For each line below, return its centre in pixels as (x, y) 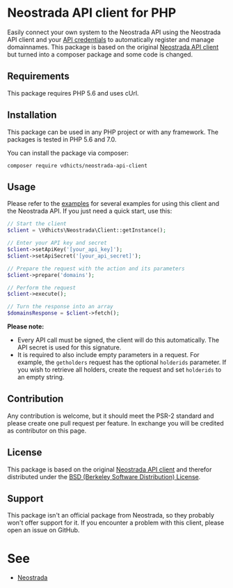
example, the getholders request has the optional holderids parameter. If (122, 362)
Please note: (26, 326)
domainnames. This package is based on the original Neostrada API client (113, 47)
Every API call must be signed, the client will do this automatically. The (118, 340)
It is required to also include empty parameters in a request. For (108, 355)
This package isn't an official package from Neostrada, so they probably (111, 515)
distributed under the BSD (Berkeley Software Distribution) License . (104, 476)
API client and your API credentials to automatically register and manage (111, 39)
